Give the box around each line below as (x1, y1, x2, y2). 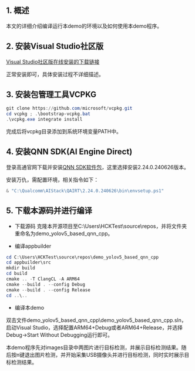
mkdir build (6, 265, 35, 271)
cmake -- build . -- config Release (6, 287, 91, 293)
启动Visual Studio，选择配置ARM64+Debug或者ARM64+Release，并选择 (6, 324, 183, 331)
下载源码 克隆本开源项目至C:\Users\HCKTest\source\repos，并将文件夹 (14, 222, 187, 229)
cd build (6, 271, 28, 277)
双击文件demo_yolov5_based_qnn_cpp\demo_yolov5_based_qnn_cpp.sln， (6, 316, 187, 323)
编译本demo (14, 304, 45, 311)
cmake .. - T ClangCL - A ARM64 (6, 276, 80, 282)
